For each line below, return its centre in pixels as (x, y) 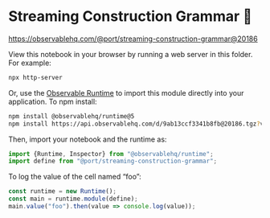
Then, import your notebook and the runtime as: (88, 139)
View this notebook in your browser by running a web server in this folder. (131, 54)
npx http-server (35, 77)
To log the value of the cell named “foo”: (75, 177)
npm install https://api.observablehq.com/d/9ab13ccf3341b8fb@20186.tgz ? (135, 124)
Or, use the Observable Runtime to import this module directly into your (126, 93)
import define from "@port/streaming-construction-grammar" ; (113, 161)
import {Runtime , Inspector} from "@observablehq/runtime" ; (111, 154)
